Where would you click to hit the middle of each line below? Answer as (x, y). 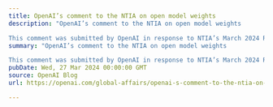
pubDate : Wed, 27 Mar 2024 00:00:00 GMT (78, 68)
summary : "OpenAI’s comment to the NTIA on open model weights (118, 45)
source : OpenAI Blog (43, 75)
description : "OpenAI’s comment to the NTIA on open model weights (125, 24)
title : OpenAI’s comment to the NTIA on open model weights (113, 16)
